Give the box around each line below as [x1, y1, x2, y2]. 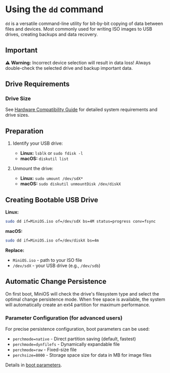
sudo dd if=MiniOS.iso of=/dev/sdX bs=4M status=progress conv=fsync [5, 219, 156, 224]
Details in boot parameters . [5, 362, 62, 368]
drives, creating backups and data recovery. [5, 31, 98, 37]
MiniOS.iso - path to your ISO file [12, 257, 82, 263]
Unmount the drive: [12, 166, 53, 172]
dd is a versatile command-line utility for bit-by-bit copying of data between [5, 20, 163, 26]
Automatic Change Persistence [5, 277, 107, 286]
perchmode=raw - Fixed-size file [12, 347, 77, 353]
